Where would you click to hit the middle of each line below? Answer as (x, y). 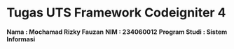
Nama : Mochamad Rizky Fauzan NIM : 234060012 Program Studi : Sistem (117, 32)
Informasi (21, 39)
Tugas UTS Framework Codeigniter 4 (116, 13)
